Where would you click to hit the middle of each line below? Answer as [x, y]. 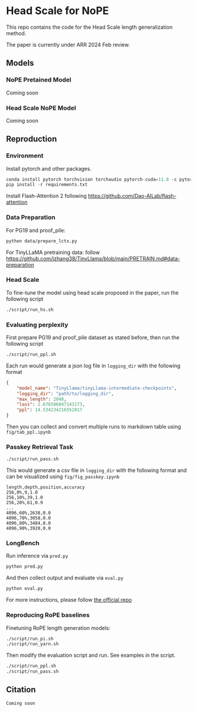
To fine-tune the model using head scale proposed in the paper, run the [92, 292]
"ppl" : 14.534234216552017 [50, 410]
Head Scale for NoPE [58, 11]
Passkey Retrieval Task [40, 447]
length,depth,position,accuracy [45, 487]
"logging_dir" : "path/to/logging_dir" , [65, 394]
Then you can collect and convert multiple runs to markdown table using [94, 426]
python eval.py [25, 589]
